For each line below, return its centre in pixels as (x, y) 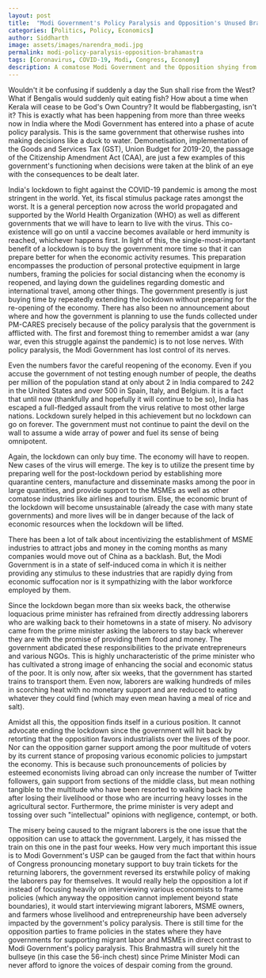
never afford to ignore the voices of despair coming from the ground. (121, 965)
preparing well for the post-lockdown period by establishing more (115, 473)
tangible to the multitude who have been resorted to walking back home (125, 789)
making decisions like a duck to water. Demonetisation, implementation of (128, 141)
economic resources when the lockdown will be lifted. (96, 524)
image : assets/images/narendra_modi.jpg (76, 45)
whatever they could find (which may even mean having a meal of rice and (130, 698)
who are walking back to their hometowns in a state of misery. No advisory (130, 622)
